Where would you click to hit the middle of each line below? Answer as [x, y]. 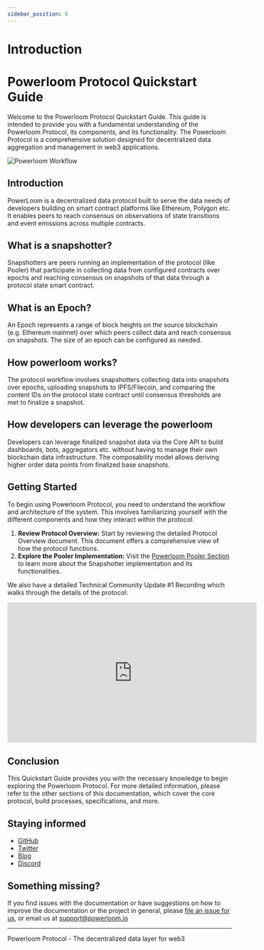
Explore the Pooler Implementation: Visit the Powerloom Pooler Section [123, 556]
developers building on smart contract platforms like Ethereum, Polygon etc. [119, 208]
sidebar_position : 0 [38, 14]
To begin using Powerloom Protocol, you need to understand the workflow [116, 504]
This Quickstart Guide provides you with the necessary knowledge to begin [118, 778]
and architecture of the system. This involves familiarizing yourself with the [117, 512]
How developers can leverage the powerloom [110, 425]
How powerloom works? [62, 362]
